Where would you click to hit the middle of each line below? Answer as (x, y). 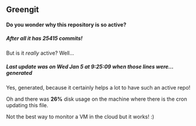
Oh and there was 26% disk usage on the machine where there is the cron (97, 99)
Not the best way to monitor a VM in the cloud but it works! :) (80, 117)
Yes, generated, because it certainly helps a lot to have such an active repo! (98, 87)
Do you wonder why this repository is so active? (66, 24)
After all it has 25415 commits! (44, 38)
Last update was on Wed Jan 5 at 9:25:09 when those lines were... (90, 67)
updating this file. (27, 105)
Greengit (23, 10)
